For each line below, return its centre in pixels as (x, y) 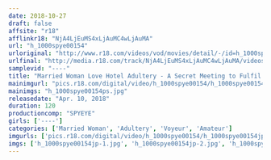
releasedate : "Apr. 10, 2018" (59, 99)
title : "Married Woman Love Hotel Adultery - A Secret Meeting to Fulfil (135, 76)
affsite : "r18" (34, 31)
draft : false (30, 23)
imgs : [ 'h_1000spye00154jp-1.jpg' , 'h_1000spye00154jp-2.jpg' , (117, 143)
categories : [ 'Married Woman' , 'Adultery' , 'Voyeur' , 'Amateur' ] (121, 128)
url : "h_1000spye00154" (48, 46)
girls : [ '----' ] (35, 121)
